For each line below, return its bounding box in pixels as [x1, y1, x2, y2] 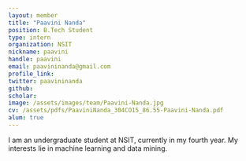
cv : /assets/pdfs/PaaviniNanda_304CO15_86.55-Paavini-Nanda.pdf [8, 107, 224, 115]
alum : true [8, 114, 44, 122]
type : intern [8, 33, 51, 42]
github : [8, 84, 34, 93]
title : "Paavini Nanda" [8, 19, 87, 27]
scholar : [8, 92, 37, 100]
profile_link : [8, 70, 55, 78]
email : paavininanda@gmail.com [8, 63, 111, 71]
